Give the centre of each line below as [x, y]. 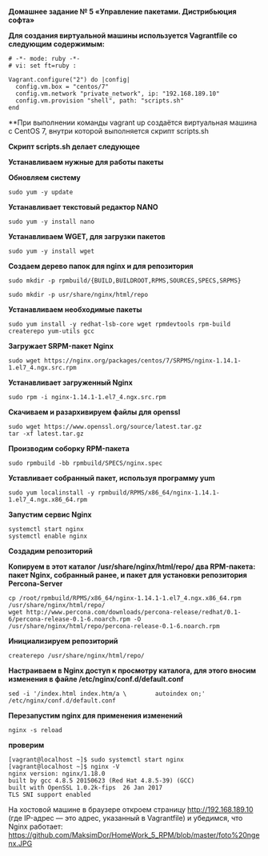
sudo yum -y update [41, 192]
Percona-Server [36, 584]
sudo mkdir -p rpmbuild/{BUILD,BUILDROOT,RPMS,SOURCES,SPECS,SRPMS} [125, 281]
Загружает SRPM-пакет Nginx [61, 346]
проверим [26, 745]
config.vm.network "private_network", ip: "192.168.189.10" [118, 94]
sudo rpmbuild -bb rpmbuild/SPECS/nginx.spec [85, 463]
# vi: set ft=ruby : [43, 66]
